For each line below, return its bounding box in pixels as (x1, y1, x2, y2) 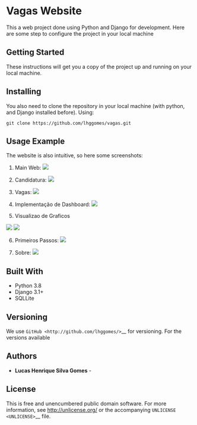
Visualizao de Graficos (14, 213, 70, 220)
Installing (6, 87, 42, 97)
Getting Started (6, 47, 65, 58)
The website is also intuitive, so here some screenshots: (6, 152, 144, 159)
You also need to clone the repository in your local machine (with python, (6, 102, 185, 109)
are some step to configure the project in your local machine (6, 30, 154, 37)
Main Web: (14, 164, 42, 172)
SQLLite (14, 295, 34, 302)
